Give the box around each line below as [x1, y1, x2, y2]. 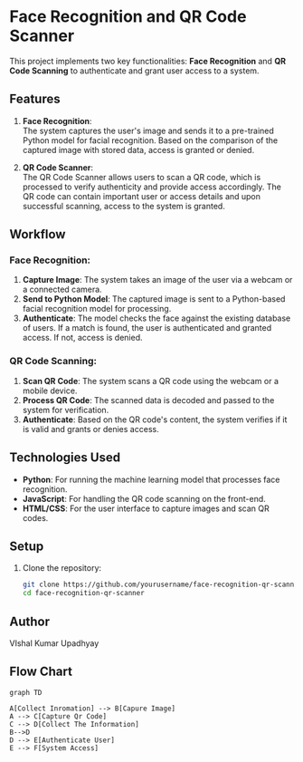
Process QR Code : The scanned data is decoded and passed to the [22, 394, 275, 405]
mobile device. [22, 385, 78, 396]
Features [9, 92, 61, 107]
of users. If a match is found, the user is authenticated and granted [22, 323, 272, 333]
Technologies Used [9, 450, 120, 466]
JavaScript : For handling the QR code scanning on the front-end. [22, 493, 267, 504]
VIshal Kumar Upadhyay [9, 637, 99, 649]
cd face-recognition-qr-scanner [22, 589, 145, 598]
